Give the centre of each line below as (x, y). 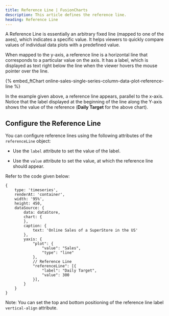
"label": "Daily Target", (69, 271)
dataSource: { (29, 208)
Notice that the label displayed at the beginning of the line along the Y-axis (84, 102)
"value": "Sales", (61, 249)
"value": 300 (56, 275)
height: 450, (28, 204)
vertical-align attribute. (31, 308)
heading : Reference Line (32, 19)
